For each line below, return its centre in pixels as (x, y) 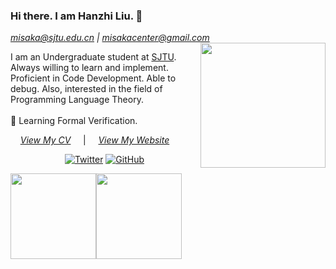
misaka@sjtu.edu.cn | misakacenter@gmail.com (110, 38)
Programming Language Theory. (77, 100)
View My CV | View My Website (94, 140)
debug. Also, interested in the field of (86, 89)
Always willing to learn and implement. (89, 68)
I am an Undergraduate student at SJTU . (93, 57)
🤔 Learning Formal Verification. (74, 121)
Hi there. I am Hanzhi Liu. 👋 (76, 16)
